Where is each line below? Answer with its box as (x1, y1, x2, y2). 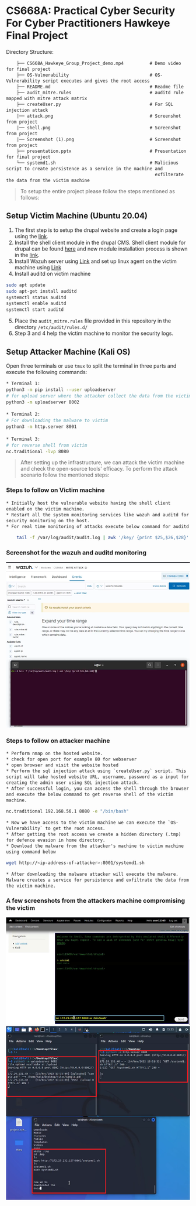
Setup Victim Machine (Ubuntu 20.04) (6, 211, 148, 221)
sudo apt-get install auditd (6, 288, 77, 294)
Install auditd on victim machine (14, 270, 91, 277)
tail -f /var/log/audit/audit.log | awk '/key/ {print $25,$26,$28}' (16, 535, 190, 540)
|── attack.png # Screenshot (16, 113, 181, 119)
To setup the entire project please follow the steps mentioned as (20, 187, 175, 194)
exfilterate (155, 172, 184, 177)
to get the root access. (45, 825, 106, 832)
